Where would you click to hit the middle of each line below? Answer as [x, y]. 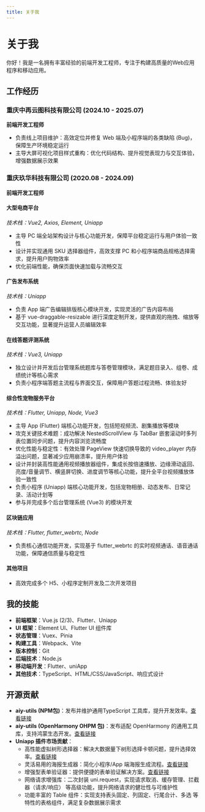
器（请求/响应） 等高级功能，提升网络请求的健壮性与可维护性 [101, 787]
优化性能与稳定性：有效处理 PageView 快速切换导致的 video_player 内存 [106, 449]
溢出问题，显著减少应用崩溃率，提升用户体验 [72, 457]
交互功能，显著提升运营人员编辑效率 [61, 324]
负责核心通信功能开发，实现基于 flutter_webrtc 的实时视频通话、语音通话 [107, 545]
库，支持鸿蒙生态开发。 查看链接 [55, 734]
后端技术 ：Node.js [39, 658]
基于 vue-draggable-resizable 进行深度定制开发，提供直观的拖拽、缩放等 [107, 317]
